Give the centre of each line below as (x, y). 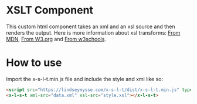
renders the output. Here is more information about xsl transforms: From (93, 32)
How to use (34, 63)
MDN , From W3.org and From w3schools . (56, 39)
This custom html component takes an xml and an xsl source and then (91, 26)
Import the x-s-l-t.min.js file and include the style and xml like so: (84, 79)
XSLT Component (50, 10)
